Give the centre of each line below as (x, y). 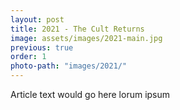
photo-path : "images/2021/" (69, 66)
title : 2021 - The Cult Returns (77, 29)
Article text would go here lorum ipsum (90, 94)
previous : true (42, 47)
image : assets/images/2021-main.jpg (86, 38)
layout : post (37, 19)
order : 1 (28, 57)
